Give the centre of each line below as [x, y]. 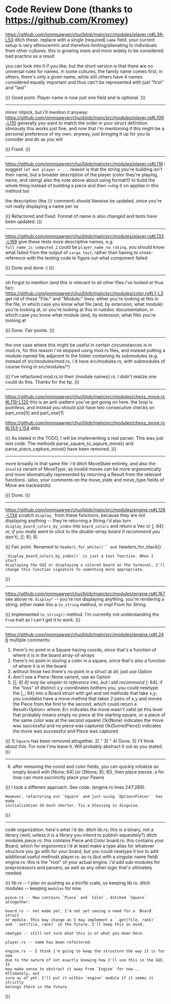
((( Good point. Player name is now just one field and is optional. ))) [76, 97]
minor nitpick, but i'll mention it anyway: [47, 112]
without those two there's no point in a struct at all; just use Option [82, 671]
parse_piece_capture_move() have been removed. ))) [61, 449]
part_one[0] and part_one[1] [35, 413]
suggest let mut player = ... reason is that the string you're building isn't [84, 169]
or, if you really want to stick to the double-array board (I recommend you [83, 531]
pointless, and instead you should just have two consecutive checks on [80, 407]
